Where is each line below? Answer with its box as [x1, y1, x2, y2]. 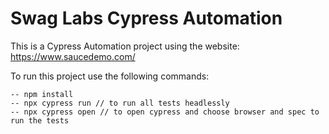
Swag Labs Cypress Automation [10, 7, 283, 30]
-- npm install [10, 89, 74, 99]
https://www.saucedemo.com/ [10, 50, 136, 62]
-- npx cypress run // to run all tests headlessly [10, 98, 230, 108]
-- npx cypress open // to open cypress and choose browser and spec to [10, 107, 320, 117]
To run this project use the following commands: [10, 70, 210, 82]
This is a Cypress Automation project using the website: [10, 40, 240, 52]
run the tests [10, 115, 70, 126]
